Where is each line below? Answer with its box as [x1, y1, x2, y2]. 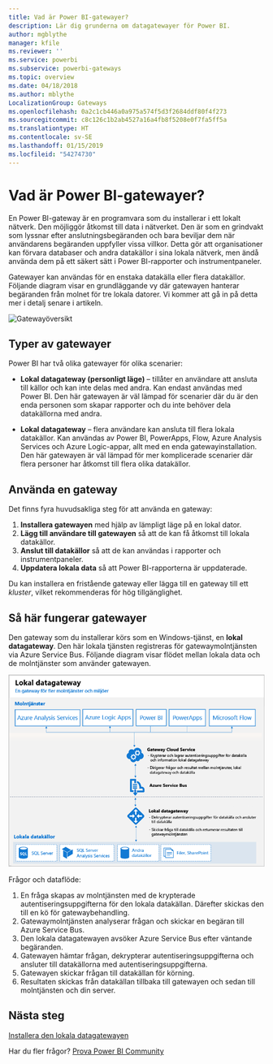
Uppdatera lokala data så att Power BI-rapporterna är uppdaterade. [19, 563, 248, 573]
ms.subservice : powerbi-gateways [8, 65, 122, 73]
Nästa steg [8, 1009, 65, 1023]
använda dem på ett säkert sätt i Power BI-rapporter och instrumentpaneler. [8, 256, 262, 266]
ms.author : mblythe [8, 90, 75, 98]
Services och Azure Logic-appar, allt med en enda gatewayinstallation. [19, 442, 258, 452]
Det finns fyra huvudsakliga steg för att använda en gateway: [8, 504, 213, 514]
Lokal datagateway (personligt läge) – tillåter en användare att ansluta [19, 374, 258, 384]
